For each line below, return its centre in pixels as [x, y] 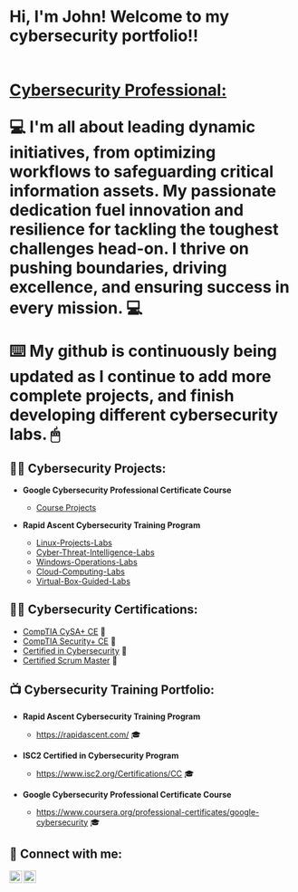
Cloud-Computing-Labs [80, 571]
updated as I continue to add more [140, 377]
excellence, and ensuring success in [149, 288]
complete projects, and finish [122, 396]
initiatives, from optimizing [113, 153]
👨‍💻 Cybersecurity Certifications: [104, 610]
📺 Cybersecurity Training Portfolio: [112, 690]
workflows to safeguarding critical [142, 172]
